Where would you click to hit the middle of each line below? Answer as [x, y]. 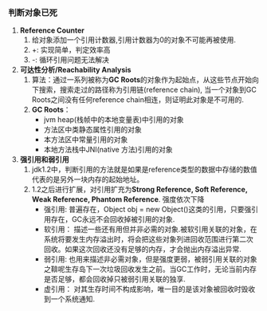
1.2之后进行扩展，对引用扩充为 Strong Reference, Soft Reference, [139, 190]
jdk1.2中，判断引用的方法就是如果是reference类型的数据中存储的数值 [144, 170]
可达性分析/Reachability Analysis [75, 70]
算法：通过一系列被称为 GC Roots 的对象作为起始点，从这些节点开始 [142, 80]
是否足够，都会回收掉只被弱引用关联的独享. [114, 279]
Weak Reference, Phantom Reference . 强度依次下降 [118, 199]
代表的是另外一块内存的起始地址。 [88, 179]
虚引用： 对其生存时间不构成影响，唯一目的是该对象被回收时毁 [146, 289]
